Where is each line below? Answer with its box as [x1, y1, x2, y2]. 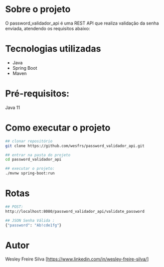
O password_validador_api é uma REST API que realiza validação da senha [5, 20, 159, 26]
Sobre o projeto [5, 4, 71, 15]
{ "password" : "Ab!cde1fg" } [5, 222, 62, 228]
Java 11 [5, 104, 20, 110]
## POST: [5, 204, 24, 209]
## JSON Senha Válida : [5, 218, 55, 223]
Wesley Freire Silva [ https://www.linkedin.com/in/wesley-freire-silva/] [5, 256, 149, 262]
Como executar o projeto [5, 122, 111, 133]
